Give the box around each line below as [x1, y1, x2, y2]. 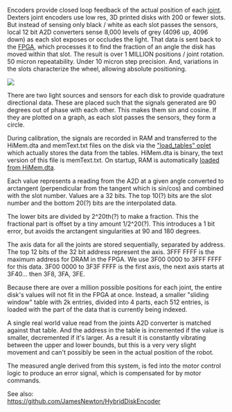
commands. [7, 377, 42, 384]
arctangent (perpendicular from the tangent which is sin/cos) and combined [7, 184, 224, 192]
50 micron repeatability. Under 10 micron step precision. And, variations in [7, 57, 219, 65]
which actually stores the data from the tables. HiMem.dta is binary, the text [7, 149, 224, 156]
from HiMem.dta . [7, 163, 56, 172]
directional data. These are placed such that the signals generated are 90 [7, 98, 217, 107]
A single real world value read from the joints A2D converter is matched [7, 319, 211, 327]
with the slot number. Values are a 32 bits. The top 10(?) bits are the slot [7, 192, 212, 199]
